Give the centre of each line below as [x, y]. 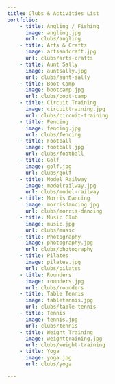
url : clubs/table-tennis [61, 307]
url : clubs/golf [48, 173]
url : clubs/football [54, 154]
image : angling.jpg [53, 33]
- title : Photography [50, 237]
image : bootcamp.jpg [54, 90]
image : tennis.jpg [51, 320]
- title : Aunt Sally [49, 64]
